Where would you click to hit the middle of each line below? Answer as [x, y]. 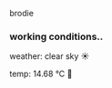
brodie [22, 13]
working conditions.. [56, 36]
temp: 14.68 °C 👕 [41, 74]
